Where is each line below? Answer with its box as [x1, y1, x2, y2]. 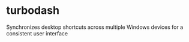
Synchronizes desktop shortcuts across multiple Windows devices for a [6, 23, 184, 31]
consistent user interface [6, 29, 68, 37]
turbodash [6, 4, 60, 17]
